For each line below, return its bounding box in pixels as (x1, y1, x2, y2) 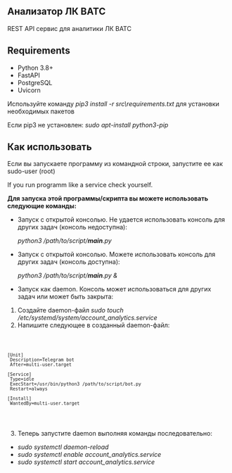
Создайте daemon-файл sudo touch (17, 306, 124, 315)
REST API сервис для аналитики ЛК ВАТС (7, 24, 132, 32)
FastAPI (17, 70, 40, 80)
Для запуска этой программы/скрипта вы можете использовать (7, 194, 209, 203)
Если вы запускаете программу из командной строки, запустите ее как (7, 160, 224, 168)
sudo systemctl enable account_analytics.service (17, 450, 162, 459)
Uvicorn (17, 86, 41, 94)
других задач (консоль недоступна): (17, 223, 128, 232)
